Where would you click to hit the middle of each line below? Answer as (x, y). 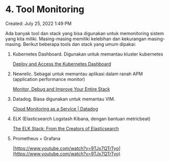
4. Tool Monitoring (45, 9)
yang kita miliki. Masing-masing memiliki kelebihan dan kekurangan (76, 39)
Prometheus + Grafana (36, 138)
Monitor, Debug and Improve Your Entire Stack (61, 89)
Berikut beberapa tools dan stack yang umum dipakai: (79, 44)
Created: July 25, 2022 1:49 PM (38, 23)
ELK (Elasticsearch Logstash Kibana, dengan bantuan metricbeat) (82, 119)
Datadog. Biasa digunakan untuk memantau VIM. (64, 99)
